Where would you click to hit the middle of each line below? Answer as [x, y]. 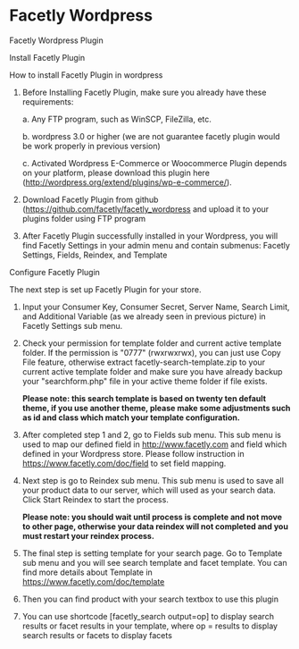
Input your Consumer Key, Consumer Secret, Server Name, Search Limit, [156, 307]
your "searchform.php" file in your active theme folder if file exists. [145, 381]
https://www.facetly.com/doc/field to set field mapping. [124, 463]
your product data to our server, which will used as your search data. [149, 490]
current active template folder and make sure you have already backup [152, 371]
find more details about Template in [87, 572]
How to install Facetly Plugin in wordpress [86, 75]
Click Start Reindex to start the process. [96, 499]
